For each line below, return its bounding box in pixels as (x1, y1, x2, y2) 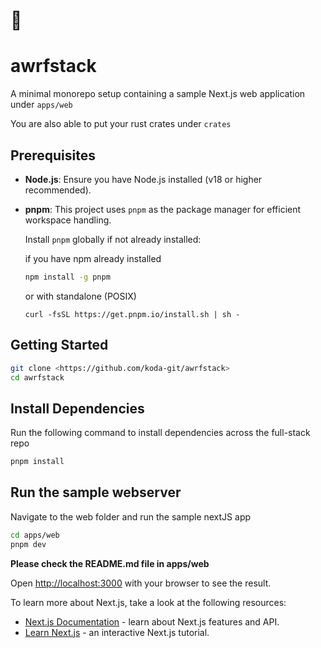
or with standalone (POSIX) (24, 290, 137, 302)
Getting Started (10, 337, 109, 354)
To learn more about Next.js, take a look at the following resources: (10, 596, 287, 608)
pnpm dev (10, 539, 47, 549)
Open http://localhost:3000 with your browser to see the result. (10, 577, 272, 589)
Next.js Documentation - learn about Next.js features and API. (24, 615, 280, 628)
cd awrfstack (10, 372, 65, 383)
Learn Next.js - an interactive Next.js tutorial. (24, 626, 210, 638)
